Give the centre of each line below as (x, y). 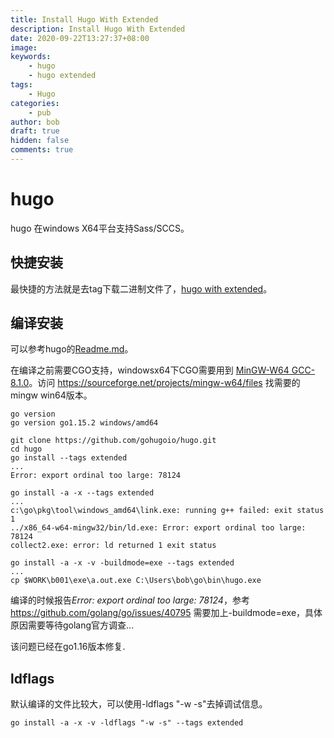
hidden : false (40, 141)
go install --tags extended (69, 458)
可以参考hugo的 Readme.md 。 (72, 349)
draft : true (35, 131)
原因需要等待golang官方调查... (72, 625)
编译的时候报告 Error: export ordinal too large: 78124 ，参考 (130, 600)
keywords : (31, 57)
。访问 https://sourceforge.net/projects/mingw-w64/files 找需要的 (164, 383)
